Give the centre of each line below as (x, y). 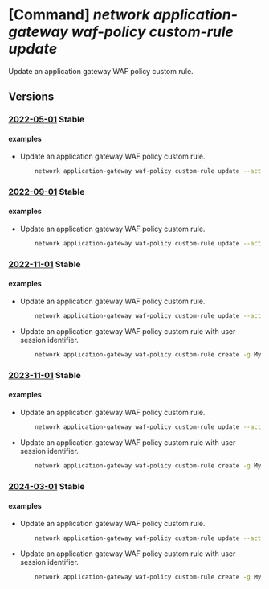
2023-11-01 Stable (45, 376)
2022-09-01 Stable (47, 192)
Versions (31, 97)
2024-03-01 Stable (47, 486)
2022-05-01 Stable (47, 120)
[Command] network (79, 15)
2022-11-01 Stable (45, 265)
